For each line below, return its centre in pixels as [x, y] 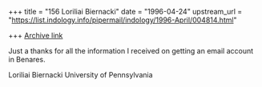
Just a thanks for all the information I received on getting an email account [131, 51]
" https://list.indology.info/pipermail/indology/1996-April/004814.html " [123, 20]
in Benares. [27, 59]
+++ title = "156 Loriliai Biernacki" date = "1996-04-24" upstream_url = [125, 12]
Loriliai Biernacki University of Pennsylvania [81, 75]
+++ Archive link [36, 36]
